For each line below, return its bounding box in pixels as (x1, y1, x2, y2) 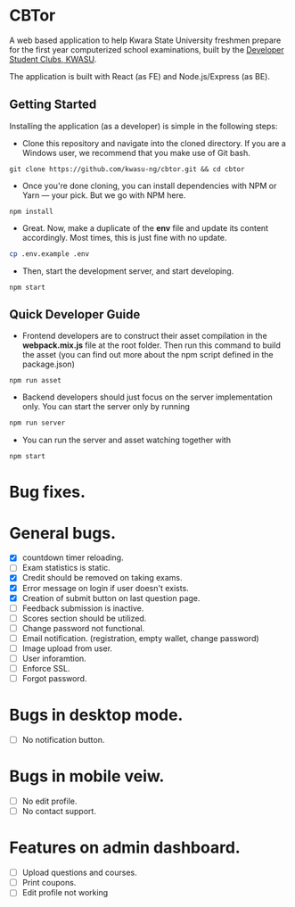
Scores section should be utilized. (21, 613, 147, 623)
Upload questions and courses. (21, 867, 137, 878)
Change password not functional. (21, 623, 145, 633)
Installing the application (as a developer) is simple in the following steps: (9, 120, 278, 131)
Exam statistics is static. (21, 563, 111, 573)
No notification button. (21, 735, 105, 746)
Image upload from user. (21, 643, 113, 654)
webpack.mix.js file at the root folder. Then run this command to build (21, 340, 281, 350)
